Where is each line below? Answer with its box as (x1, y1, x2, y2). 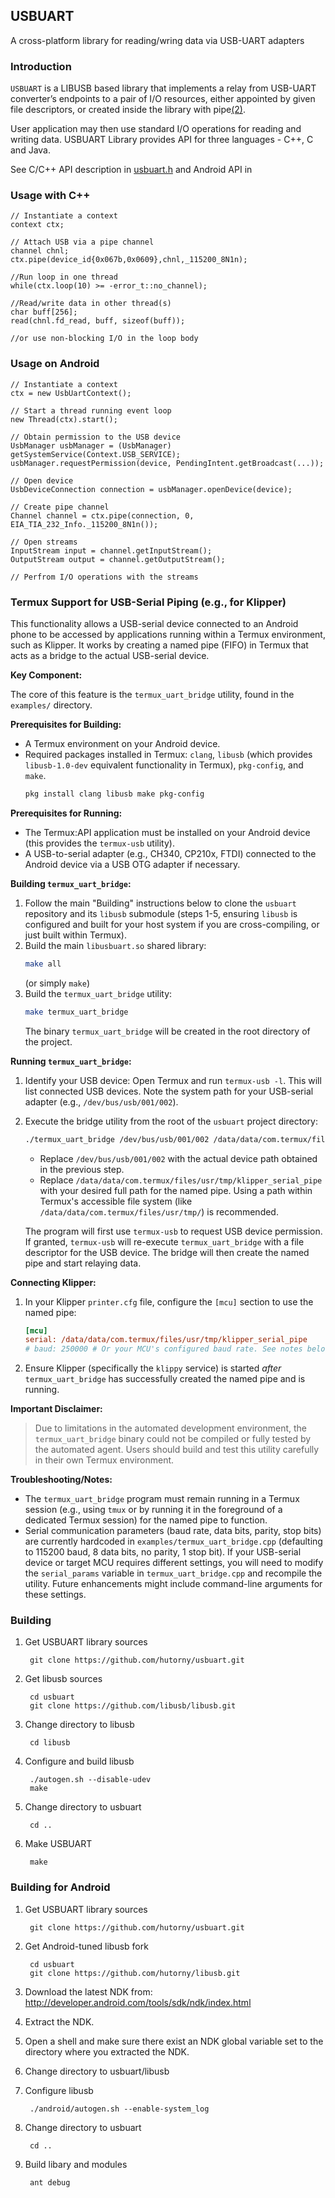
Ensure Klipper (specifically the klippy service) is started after (24, 1362, 282, 1374)
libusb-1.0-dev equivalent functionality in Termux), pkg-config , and (24, 759, 304, 771)
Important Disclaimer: (10, 1403, 103, 1415)
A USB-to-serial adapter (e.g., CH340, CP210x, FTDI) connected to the (24, 847, 317, 859)
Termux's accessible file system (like (39, 1195, 193, 1207)
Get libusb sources (24, 1673, 103, 1685)
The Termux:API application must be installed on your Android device (24, 826, 311, 838)
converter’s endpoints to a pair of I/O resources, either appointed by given (10, 93, 316, 105)
